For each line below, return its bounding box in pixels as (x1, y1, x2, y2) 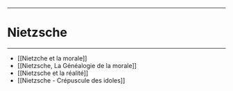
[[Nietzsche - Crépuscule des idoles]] (17, 76, 126, 84)
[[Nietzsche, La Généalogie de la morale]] (17, 61, 137, 69)
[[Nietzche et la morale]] (17, 53, 87, 63)
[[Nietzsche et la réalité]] (17, 69, 89, 77)
